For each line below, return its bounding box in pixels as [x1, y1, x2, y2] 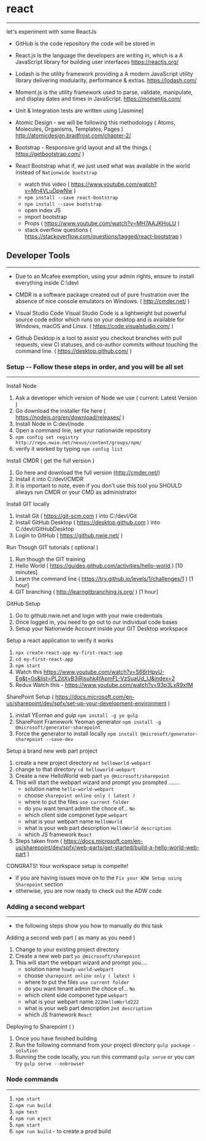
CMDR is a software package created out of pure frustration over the [15, 291, 189, 298]
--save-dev [45, 737, 74, 743]
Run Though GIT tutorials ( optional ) [6, 544, 99, 551]
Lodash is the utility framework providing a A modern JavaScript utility [15, 70, 193, 77]
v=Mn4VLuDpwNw [24, 186, 72, 194]
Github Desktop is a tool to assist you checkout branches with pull [15, 334, 182, 342]
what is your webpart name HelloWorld [24, 818, 123, 825]
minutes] [15, 569, 38, 576]
